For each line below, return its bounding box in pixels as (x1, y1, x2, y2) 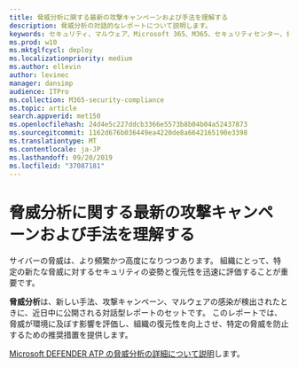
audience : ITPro (9, 87, 69, 96)
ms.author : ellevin (9, 63, 82, 72)
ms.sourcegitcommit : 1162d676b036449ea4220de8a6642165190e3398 (9, 129, 248, 137)
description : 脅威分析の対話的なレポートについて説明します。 (9, 21, 213, 30)
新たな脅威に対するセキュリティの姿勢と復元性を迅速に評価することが (24, 267, 281, 277)
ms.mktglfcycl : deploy (9, 46, 93, 55)
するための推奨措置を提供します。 (9, 330, 133, 340)
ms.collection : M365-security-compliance (9, 95, 165, 105)
